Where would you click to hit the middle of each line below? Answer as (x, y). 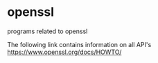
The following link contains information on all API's (79, 44)
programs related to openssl (47, 31)
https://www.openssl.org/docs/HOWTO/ (64, 52)
